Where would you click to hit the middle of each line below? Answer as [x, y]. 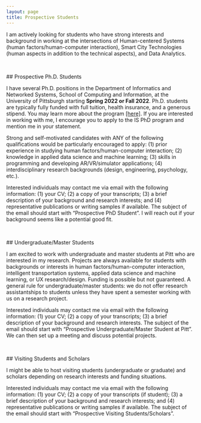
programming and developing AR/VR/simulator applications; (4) [84, 163]
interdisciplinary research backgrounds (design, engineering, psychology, [97, 169]
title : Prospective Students [42, 17]
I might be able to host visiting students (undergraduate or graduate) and [96, 370]
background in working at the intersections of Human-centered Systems [95, 41]
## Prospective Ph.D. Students [44, 76]
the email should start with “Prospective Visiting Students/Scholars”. [90, 413]
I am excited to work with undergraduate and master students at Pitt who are [100, 254]
